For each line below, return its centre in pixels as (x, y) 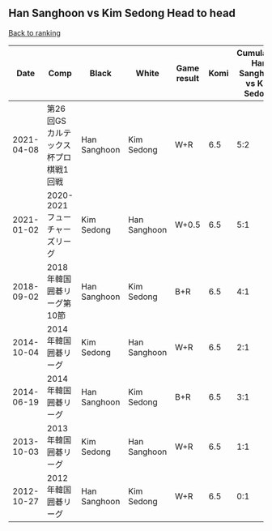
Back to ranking (34, 32)
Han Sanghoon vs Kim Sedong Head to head (122, 13)
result (188, 78)
